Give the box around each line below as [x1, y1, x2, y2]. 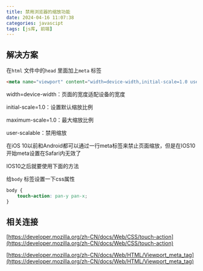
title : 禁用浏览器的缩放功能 [6, 8, 71, 15]
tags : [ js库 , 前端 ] [6, 25, 53, 32]
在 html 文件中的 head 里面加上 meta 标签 [6, 67, 101, 74]
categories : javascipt [6, 20, 63, 26]
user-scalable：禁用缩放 [6, 129, 67, 136]
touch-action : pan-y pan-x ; [17, 193, 88, 199]
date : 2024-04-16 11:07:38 [6, 15, 74, 21]
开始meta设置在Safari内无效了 [6, 149, 82, 157]
